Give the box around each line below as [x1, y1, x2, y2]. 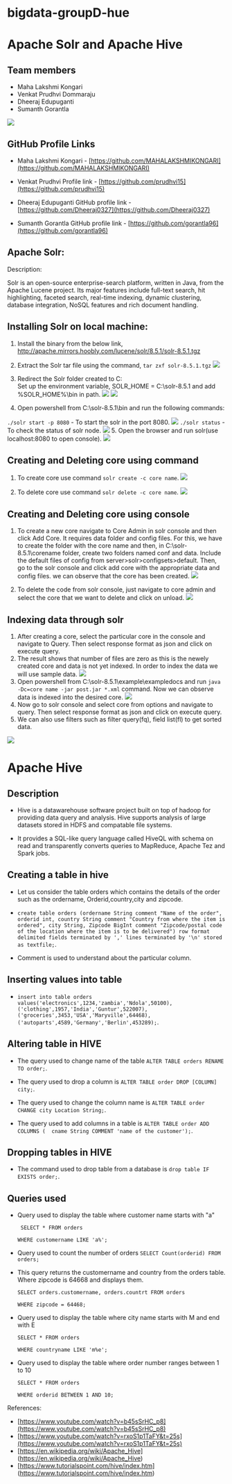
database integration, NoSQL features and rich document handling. [7, 300, 199, 309]
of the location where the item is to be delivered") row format [17, 928, 210, 935]
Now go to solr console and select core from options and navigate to [17, 701, 213, 709]
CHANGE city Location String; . [17, 1105, 107, 1114]
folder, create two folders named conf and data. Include [62, 549, 222, 557]
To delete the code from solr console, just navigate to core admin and [17, 585, 216, 594]
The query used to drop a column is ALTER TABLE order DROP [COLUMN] [17, 1077, 217, 1086]
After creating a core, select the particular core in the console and [17, 633, 206, 641]
